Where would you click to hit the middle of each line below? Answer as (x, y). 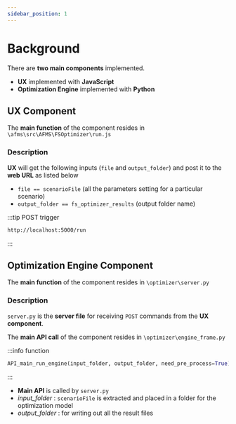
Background (44, 48)
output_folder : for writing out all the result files (85, 413)
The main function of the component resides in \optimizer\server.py (108, 282)
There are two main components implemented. (76, 68)
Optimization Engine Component (80, 265)
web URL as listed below (43, 175)
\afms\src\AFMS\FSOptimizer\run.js (59, 135)
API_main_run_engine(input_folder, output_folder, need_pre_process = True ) (119, 363)
